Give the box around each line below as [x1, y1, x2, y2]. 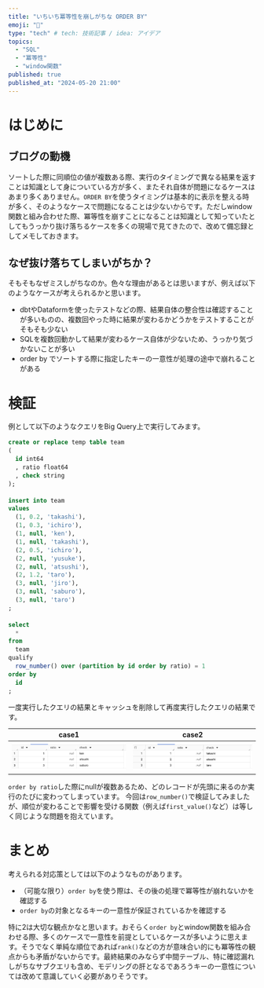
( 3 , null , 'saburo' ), [15, 587, 86, 596]
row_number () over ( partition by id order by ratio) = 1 [15, 662, 206, 670]
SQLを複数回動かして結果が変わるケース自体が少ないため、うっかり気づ [19, 335, 254, 344]
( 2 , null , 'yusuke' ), [15, 554, 86, 562]
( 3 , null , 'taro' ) [15, 596, 76, 604]
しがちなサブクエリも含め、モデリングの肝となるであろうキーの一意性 [8, 961, 236, 971]
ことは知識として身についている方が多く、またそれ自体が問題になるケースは [8, 181, 255, 192]
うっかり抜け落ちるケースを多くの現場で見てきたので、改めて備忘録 [27, 221, 247, 231]
